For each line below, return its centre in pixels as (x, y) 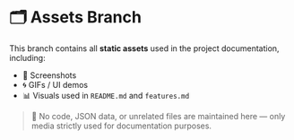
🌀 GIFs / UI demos (55, 84)
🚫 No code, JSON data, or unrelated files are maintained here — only (158, 116)
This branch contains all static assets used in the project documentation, (144, 48)
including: (28, 57)
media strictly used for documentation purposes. (121, 126)
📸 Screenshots (49, 75)
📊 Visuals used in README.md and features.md (106, 95)
